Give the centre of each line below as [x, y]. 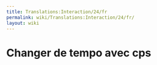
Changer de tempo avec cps [79, 53]
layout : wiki [23, 23]
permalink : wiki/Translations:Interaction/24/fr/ [71, 17]
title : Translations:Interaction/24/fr [57, 12]
